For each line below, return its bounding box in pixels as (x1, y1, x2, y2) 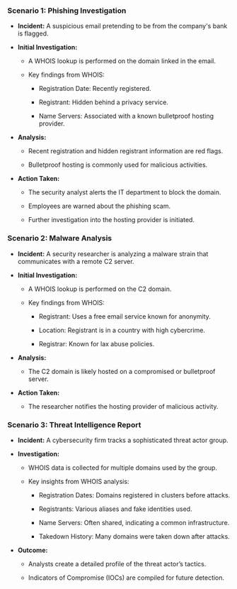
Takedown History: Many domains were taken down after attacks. (38, 532, 230, 541)
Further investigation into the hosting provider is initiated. (28, 216, 195, 224)
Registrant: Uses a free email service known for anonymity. (38, 312, 211, 321)
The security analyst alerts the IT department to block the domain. (28, 188, 221, 197)
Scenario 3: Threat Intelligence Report (7, 419, 141, 429)
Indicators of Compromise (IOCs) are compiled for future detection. (28, 573, 225, 582)
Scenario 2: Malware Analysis (7, 233, 112, 243)
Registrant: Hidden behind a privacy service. (38, 98, 168, 106)
